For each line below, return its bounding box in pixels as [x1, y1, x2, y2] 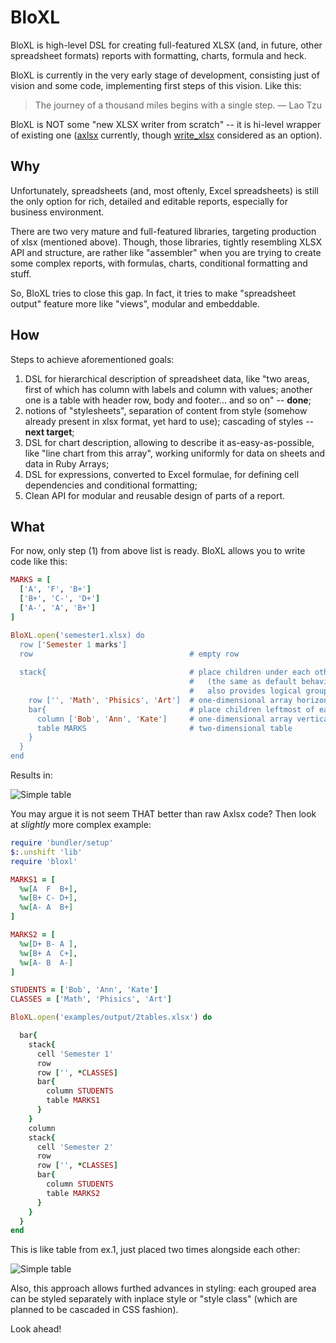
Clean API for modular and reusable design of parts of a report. [24, 489, 286, 501]
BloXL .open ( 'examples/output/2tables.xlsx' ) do [10, 1012, 213, 1023]
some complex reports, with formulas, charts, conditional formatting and [10, 257, 308, 269]
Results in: [10, 769, 53, 781]
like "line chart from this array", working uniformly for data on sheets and [24, 447, 326, 459]
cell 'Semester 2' [36, 1142, 114, 1152]
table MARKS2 [46, 1188, 101, 1198]
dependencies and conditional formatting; [24, 479, 198, 491]
